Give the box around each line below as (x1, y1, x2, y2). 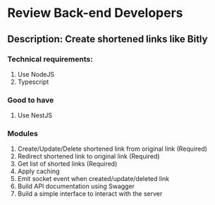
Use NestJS (17, 111, 53, 120)
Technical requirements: (7, 54, 93, 64)
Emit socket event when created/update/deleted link (17, 175, 170, 183)
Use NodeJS (17, 70, 55, 78)
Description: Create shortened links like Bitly (7, 33, 208, 45)
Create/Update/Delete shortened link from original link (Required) (17, 144, 208, 153)
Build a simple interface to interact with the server (17, 190, 163, 198)
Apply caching (17, 167, 60, 175)
